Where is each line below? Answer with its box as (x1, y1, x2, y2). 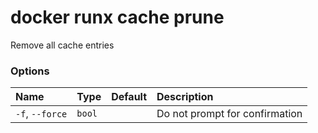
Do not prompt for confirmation (156, 107, 303, 121)
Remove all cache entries (10, 39, 115, 51)
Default (111, 90, 148, 104)
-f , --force (15, 107, 68, 121)
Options (10, 64, 50, 78)
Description (156, 90, 214, 104)
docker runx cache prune (10, 6, 225, 29)
